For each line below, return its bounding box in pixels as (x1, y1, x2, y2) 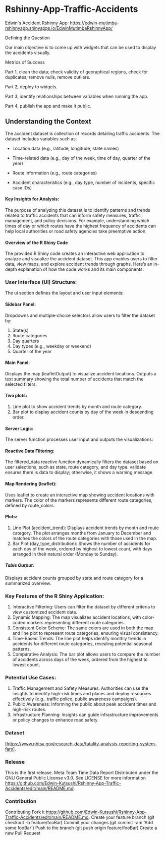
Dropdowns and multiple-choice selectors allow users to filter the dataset (5, 312, 155, 318)
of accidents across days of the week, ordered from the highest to (12, 657, 148, 662)
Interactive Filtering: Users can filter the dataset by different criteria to (12, 604, 155, 610)
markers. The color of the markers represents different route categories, (5, 497, 153, 503)
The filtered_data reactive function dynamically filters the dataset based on (5, 459, 159, 465)
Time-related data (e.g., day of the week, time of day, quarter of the (12, 155, 151, 161)
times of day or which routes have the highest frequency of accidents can (5, 223, 156, 229)
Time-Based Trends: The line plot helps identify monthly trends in (12, 636, 147, 642)
